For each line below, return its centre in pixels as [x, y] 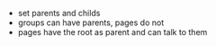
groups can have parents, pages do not [91, 23]
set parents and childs [59, 13]
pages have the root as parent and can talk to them [112, 32]
